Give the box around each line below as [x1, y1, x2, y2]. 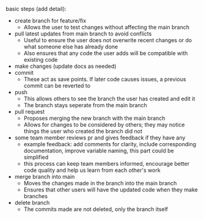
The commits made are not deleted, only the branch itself [23, 206, 169, 213]
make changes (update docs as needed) [14, 62, 117, 70]
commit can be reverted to [23, 82, 91, 89]
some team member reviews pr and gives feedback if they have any [14, 134, 186, 141]
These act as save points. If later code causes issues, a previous [23, 76, 187, 83]
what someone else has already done [23, 43, 118, 50]
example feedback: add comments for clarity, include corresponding [23, 141, 197, 147]
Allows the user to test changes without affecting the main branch [23, 24, 190, 31]
